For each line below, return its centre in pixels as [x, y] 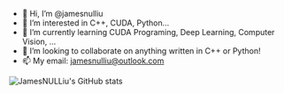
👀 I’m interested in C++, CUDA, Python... [96, 23]
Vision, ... [39, 41]
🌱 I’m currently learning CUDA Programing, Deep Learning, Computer [148, 32]
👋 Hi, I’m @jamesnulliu [62, 14]
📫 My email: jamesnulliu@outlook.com [93, 61]
